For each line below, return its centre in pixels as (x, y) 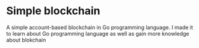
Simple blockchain (53, 11)
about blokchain (26, 40)
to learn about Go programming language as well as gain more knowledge (98, 33)
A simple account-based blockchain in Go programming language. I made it (100, 27)
